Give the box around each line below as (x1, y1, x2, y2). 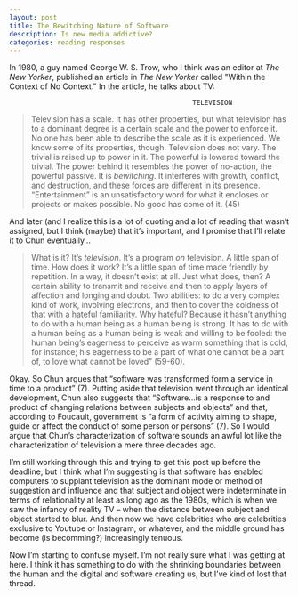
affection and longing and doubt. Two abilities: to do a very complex (30, 290, 280, 301)
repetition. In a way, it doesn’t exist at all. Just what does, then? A (30, 271, 271, 282)
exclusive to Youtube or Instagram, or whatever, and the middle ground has (9, 523, 285, 534)
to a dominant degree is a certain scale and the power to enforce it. (30, 124, 278, 134)
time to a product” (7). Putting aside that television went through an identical (9, 383, 289, 394)
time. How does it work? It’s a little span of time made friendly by (30, 262, 269, 272)
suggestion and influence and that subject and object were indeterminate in (9, 486, 286, 496)
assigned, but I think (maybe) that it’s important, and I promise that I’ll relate (9, 226, 286, 237)
